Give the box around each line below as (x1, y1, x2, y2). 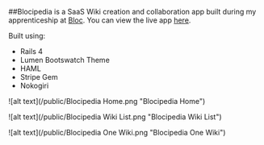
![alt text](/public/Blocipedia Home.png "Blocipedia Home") (8, 97, 206, 106)
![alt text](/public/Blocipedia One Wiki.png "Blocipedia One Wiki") (8, 128, 226, 137)
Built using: (8, 31, 46, 40)
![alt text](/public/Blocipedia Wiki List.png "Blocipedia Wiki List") (8, 112, 222, 122)
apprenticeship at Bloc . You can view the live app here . (8, 15, 191, 25)
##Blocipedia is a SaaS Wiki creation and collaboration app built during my (8, 7, 257, 16)
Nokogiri (19, 81, 49, 90)
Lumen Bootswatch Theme (19, 56, 111, 64)
